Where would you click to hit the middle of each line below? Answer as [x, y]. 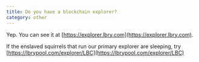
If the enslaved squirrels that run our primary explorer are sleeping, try [93, 46]
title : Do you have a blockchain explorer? [62, 12]
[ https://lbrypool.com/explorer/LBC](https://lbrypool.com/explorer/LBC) [95, 52]
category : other [27, 17]
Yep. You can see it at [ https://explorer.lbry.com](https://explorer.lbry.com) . [100, 34]
